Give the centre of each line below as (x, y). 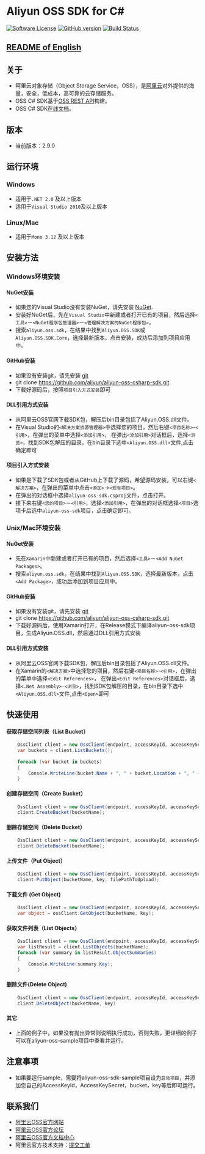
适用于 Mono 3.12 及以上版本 (50, 236)
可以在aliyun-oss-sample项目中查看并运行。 (71, 1040)
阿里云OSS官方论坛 (39, 1130)
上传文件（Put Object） (36, 860)
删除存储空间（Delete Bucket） (46, 827)
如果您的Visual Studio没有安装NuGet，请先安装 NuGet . (84, 307)
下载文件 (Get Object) (34, 894)
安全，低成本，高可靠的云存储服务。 (71, 94)
